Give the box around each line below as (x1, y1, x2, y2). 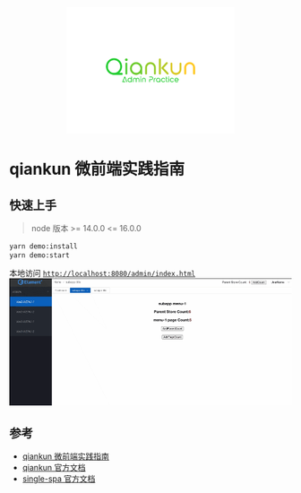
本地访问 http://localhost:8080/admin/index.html (9, 268, 195, 278)
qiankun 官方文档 (21, 463, 87, 473)
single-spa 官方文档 (21, 473, 96, 484)
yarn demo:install (9, 242, 78, 251)
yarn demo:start (9, 251, 70, 260)
